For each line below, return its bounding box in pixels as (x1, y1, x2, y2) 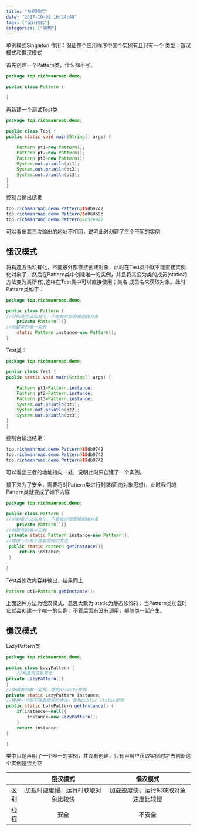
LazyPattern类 (6, 643, 41, 650)
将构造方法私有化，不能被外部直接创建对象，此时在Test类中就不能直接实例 (6, 264, 186, 271)
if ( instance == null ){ (16, 708, 67, 715)
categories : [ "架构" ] (6, 25, 57, 31)
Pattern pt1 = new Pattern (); (16, 144, 85, 150)
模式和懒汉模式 (6, 49, 42, 56)
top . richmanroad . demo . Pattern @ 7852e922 (6, 217, 104, 223)
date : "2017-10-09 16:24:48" (6, 14, 77, 20)
